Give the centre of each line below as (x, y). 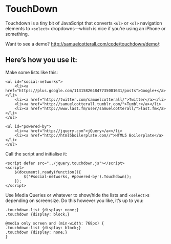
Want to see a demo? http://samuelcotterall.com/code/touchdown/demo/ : (83, 43)
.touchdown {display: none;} (36, 232)
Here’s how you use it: (41, 60)
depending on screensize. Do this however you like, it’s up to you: (74, 201)
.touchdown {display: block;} (38, 214)
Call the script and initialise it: (36, 153)
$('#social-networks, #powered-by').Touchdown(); (78, 176)
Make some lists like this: (31, 72)
